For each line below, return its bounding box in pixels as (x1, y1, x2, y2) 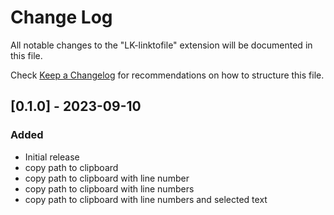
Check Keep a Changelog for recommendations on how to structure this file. (10, 69, 325, 81)
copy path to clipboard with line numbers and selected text (24, 193, 268, 205)
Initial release (24, 151, 80, 163)
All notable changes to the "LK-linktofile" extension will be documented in (10, 39, 313, 51)
